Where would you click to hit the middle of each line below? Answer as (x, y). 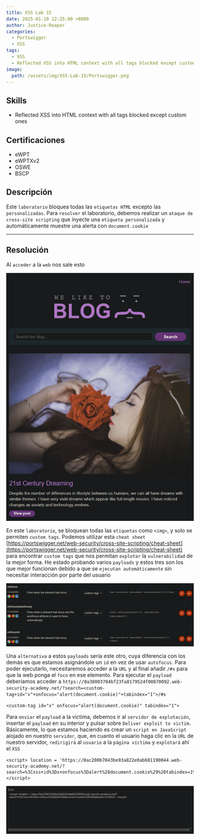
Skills (16, 101)
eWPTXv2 (27, 161)
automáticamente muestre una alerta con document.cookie (77, 226)
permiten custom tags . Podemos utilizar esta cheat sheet (76, 537)
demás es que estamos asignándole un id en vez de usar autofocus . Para (96, 662)
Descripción (29, 192)
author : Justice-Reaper (36, 25)
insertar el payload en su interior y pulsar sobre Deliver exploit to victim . (99, 723)
